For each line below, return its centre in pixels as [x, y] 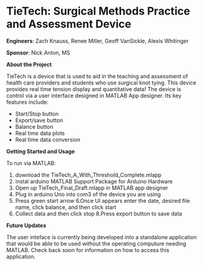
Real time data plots [40, 133]
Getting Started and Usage [40, 151]
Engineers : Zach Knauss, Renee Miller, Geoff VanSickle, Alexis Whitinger [98, 41]
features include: [27, 102]
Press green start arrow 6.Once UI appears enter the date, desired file [102, 200]
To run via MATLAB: [31, 163]
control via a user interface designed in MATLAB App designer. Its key [94, 95]
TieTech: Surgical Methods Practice [98, 11]
